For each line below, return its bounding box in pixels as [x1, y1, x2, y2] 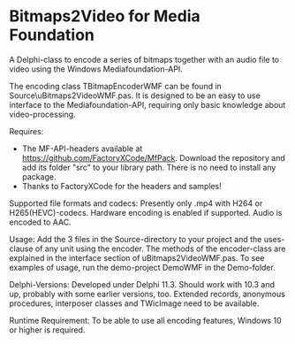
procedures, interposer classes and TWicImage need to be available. [9, 298, 260, 309]
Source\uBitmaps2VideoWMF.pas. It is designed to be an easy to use [9, 90, 261, 101]
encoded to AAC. [9, 217, 72, 227]
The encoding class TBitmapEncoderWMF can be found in [9, 80, 223, 91]
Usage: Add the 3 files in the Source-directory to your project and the [9, 233, 262, 244]
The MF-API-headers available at [21, 143, 143, 154]
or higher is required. [9, 325, 86, 335]
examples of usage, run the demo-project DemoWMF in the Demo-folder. [9, 262, 276, 272]
